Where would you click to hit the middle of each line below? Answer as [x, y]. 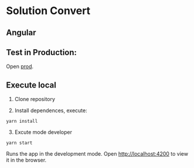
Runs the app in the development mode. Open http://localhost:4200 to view [97, 154]
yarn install [22, 122]
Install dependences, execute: [51, 110]
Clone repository [35, 99]
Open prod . [20, 66]
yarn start [19, 143]
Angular [21, 33]
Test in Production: [42, 52]
